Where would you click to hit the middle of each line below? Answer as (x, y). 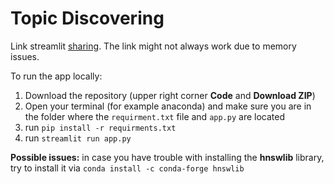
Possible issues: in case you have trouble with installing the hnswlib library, (167, 157)
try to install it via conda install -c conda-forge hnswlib (127, 168)
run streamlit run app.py (78, 138)
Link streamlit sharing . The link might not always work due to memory (153, 46)
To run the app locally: (56, 76)
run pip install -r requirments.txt (100, 127)
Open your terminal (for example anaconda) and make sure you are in (168, 106)
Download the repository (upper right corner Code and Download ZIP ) (170, 95)
